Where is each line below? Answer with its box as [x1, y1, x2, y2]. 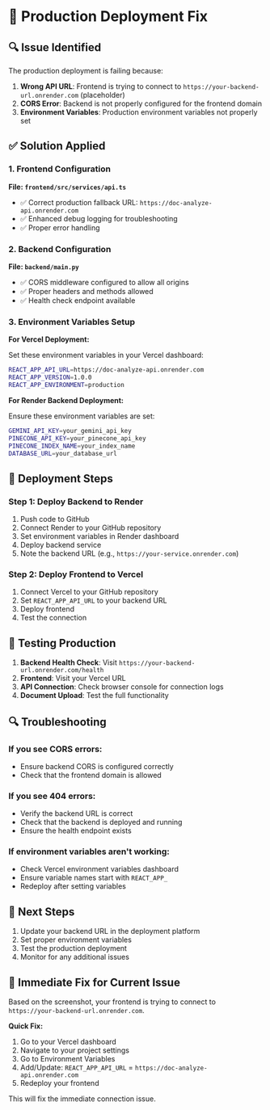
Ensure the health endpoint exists [19, 826, 132, 835]
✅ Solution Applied [8, 139, 106, 153]
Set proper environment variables [19, 935, 132, 944]
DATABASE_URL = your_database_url [8, 449, 117, 457]
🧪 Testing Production [8, 636, 116, 650]
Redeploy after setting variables [19, 881, 127, 891]
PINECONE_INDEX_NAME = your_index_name [8, 442, 136, 450]
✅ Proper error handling [19, 222, 100, 233]
